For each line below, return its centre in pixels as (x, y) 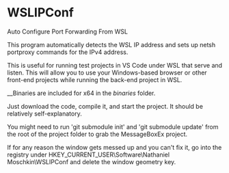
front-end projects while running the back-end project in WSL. (95, 79)
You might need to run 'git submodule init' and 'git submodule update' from (113, 127)
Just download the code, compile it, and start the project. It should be (105, 106)
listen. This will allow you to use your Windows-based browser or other (107, 72)
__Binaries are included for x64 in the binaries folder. (81, 93)
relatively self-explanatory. (44, 114)
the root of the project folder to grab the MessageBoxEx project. (97, 134)
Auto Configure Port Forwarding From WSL (68, 31)
